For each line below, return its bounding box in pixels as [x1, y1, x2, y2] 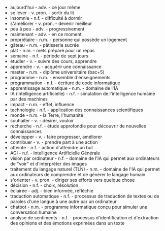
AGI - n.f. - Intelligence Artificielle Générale [10, 150, 101, 156]
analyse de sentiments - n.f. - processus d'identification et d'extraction [10, 215, 159, 220]
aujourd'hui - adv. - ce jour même [10, 5, 81, 10]
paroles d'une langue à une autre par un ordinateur [10, 199, 117, 205]
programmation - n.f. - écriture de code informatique [10, 80, 121, 86]
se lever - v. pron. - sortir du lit [10, 10, 75, 16]
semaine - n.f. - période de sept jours [10, 53, 89, 59]
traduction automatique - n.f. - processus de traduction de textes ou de [10, 193, 159, 199]
